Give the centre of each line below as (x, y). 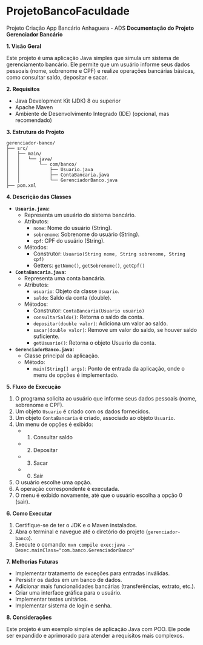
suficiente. (46, 336)
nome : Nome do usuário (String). (72, 228)
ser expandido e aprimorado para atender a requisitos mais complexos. (95, 635)
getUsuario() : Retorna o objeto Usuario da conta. (95, 343)
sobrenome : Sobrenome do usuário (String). (86, 234)
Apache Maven (34, 107)
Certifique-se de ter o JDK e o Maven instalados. (76, 525)
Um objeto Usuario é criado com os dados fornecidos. (82, 411)
